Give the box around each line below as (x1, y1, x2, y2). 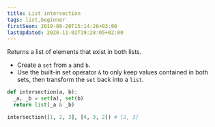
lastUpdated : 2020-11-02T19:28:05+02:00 (7, 29, 124, 36)
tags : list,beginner (7, 16, 66, 23)
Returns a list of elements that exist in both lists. (7, 48, 142, 56)
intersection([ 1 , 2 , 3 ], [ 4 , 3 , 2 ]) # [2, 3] (7, 113, 139, 120)
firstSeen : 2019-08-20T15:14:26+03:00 (7, 23, 117, 29)
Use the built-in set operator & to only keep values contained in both (16, 68, 209, 76)
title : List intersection (7, 10, 81, 17)
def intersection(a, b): (7, 89, 78, 96)
